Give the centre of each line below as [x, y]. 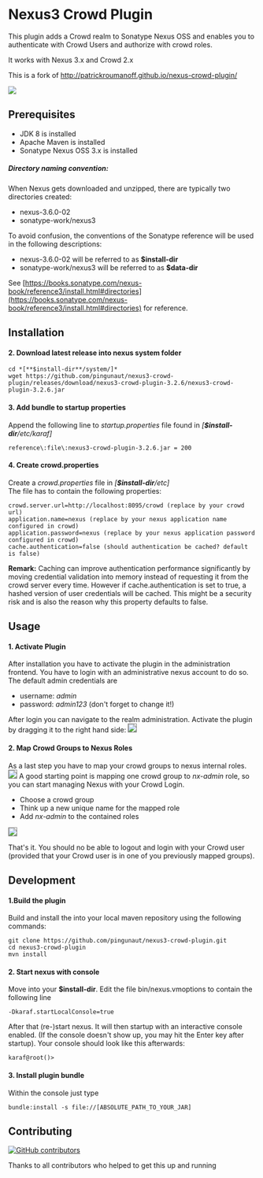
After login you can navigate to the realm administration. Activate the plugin [130, 720]
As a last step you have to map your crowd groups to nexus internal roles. [128, 765]
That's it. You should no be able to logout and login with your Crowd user [126, 847]
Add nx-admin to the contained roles [79, 816]
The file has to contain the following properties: [85, 491]
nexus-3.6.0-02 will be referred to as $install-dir [99, 259]
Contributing [40, 1131]
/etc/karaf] [35, 433]
